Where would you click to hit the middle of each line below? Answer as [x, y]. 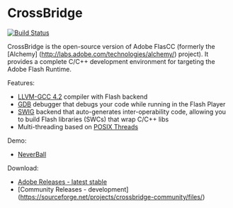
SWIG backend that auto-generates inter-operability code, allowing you [122, 111]
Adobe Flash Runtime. [40, 69]
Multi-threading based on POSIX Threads [78, 126]
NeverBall [32, 154]
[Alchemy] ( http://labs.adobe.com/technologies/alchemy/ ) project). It [108, 54]
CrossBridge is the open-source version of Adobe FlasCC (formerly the [111, 46]
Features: [21, 82]
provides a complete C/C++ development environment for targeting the [111, 61]
